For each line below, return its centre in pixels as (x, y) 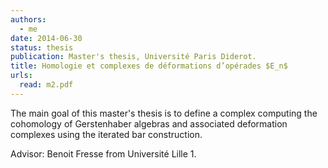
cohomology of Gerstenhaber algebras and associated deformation (149, 123)
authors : (28, 19)
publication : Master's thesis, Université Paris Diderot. (133, 57)
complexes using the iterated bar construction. (106, 134)
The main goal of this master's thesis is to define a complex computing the (164, 113)
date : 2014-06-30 (46, 38)
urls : (21, 76)
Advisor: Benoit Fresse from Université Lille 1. (103, 153)
